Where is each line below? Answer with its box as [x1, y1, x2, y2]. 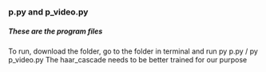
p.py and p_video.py [8, 6, 89, 18]
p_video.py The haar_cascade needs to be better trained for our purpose [8, 54, 248, 64]
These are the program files [8, 26, 103, 36]
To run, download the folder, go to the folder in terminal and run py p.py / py [8, 46, 258, 56]
